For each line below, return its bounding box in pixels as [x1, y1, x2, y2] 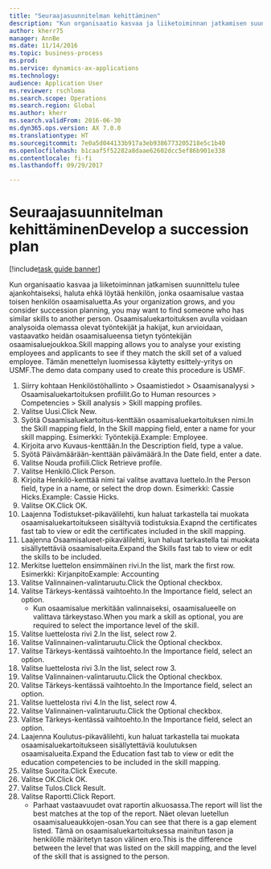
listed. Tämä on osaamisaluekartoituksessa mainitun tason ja [32, 826, 234, 836]
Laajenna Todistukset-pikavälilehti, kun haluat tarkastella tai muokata [20, 509, 249, 519]
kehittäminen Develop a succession [9, 221, 249, 238]
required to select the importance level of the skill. [32, 621, 199, 631]
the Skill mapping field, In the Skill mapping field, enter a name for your [20, 424, 256, 433]
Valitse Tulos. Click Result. [20, 783, 106, 793]
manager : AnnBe [9, 34, 60, 43]
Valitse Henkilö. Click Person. [20, 466, 116, 476]
